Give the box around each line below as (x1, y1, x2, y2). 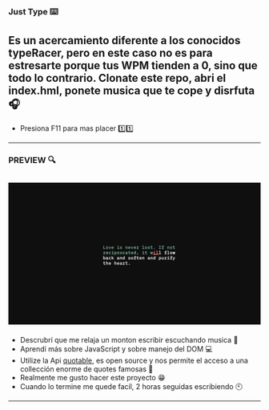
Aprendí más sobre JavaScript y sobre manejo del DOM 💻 (19, 343, 213, 354)
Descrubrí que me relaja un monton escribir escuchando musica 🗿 (19, 335, 239, 344)
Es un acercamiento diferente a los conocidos (8, 34, 241, 47)
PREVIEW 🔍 (8, 154, 56, 165)
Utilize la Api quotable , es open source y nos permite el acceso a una (19, 355, 248, 365)
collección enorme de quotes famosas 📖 (19, 363, 154, 374)
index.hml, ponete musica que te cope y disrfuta (8, 84, 255, 98)
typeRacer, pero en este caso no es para (8, 47, 213, 60)
